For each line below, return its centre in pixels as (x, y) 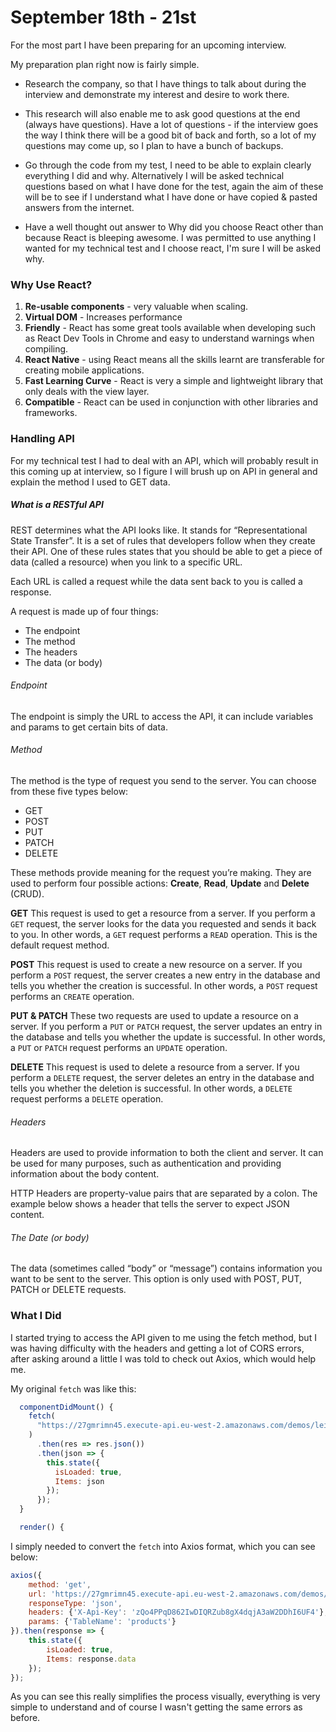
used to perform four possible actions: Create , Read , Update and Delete (160, 883)
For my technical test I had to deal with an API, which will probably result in (164, 460)
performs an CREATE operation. (72, 996)
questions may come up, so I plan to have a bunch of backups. (154, 145)
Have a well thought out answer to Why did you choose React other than (174, 227)
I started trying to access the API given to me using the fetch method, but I (163, 1337)
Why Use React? (51, 284)
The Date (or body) (50, 1237)
